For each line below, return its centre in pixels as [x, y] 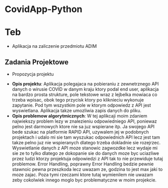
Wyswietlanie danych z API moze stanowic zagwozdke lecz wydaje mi [85, 148]
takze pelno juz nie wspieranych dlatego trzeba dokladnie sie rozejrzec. [86, 142]
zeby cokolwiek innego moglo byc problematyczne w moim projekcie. [84, 180]
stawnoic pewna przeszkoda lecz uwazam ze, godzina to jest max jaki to [87, 169]
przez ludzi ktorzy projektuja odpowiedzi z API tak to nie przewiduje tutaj [87, 158]
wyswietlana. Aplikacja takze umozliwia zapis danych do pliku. [77, 110]
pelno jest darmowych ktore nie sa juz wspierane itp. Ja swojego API [83, 126]
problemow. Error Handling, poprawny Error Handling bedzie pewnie [83, 164]
